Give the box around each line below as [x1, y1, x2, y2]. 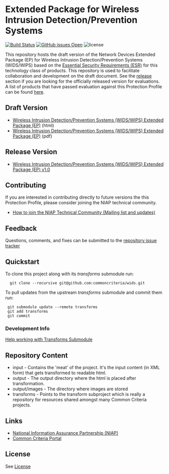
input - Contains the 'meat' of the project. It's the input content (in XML [12, 365, 160, 371]
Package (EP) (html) [12, 122, 54, 128]
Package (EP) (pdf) [12, 133, 52, 139]
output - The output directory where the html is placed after [12, 375, 137, 381]
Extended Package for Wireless [5, 4, 139, 15]
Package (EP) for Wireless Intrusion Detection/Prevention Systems [5, 56, 143, 63]
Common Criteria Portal [12, 435, 62, 441]
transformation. [12, 381, 45, 387]
